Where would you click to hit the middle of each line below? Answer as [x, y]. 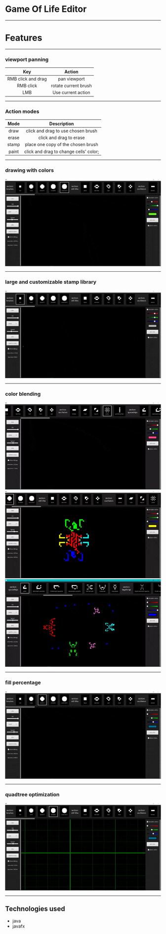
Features [24, 38]
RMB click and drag [27, 79]
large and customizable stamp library [51, 282]
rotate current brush [72, 86]
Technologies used [35, 909]
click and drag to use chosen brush [62, 131]
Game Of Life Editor [46, 9]
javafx [19, 926]
